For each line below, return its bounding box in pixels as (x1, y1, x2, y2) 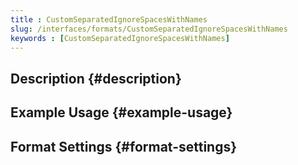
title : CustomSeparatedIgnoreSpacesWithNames (10, 14, 208, 25)
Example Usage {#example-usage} (10, 104, 233, 121)
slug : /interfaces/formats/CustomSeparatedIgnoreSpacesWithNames (10, 24, 288, 34)
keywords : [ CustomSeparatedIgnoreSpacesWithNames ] (10, 33, 230, 43)
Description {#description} (10, 70, 182, 87)
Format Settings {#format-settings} (10, 138, 238, 155)
